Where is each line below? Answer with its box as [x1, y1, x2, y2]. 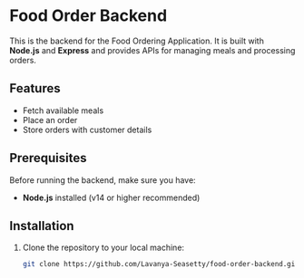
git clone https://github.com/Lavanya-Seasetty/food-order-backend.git [22, 260, 299, 269]
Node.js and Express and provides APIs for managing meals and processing [9, 44, 296, 55]
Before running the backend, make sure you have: [9, 174, 197, 186]
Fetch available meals [22, 105, 104, 116]
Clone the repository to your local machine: [22, 242, 184, 254]
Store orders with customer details [22, 124, 152, 135]
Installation [9, 218, 74, 234]
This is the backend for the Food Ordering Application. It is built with [9, 35, 265, 46]
